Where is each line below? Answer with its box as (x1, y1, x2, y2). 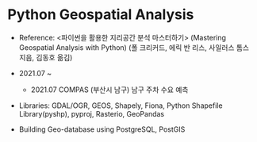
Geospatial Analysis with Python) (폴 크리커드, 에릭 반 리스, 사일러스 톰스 (18, 42, 250, 52)
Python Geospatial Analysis (7, 6, 194, 24)
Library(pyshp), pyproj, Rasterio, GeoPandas (18, 109, 164, 118)
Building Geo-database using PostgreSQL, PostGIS (18, 125, 186, 134)
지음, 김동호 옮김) (18, 52, 73, 62)
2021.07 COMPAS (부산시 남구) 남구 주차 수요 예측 (30, 85, 189, 94)
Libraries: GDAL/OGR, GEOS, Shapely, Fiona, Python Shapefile (18, 101, 223, 110)
